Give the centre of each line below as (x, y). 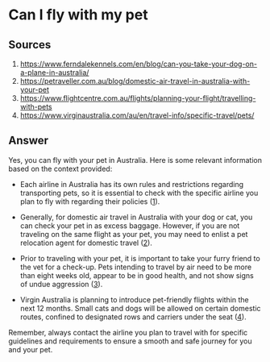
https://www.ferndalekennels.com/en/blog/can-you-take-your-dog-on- (139, 64)
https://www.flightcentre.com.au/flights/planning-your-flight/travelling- (138, 98)
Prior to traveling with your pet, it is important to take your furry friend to (140, 258)
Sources (30, 45)
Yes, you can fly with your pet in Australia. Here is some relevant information (135, 160)
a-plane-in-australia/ (54, 73)
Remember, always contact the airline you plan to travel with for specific (128, 332)
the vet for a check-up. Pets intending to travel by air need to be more (136, 267)
